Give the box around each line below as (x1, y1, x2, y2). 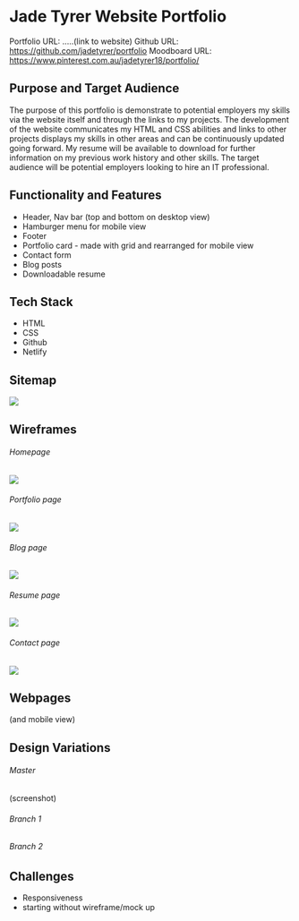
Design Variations (9, 740, 111, 755)
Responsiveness (21, 892, 83, 903)
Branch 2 (9, 841, 43, 852)
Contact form (21, 249, 72, 260)
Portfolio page (9, 494, 63, 505)
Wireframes (9, 422, 78, 437)
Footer (21, 230, 47, 241)
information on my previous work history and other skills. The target (9, 152, 260, 163)
